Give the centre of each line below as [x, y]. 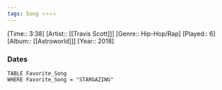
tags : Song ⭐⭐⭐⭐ [32, 14]
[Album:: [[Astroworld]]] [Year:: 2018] [61, 41]
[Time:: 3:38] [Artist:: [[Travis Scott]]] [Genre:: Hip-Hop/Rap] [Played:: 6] [111, 33]
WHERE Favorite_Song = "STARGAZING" [60, 80]
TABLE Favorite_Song [37, 73]
